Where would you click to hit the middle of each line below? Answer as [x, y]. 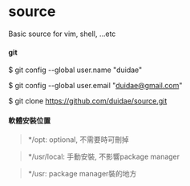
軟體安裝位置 [29, 120]
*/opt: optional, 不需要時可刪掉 [79, 139]
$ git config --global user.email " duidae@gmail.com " [95, 86]
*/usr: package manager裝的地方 [82, 174]
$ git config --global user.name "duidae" [75, 70]
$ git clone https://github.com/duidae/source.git [88, 101]
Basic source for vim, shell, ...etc [62, 34]
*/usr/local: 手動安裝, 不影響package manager [104, 157]
